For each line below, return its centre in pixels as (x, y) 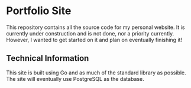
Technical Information (48, 58)
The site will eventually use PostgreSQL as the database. (75, 79)
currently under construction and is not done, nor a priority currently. (90, 33)
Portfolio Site (39, 11)
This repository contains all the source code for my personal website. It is (96, 27)
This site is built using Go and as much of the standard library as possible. (96, 73)
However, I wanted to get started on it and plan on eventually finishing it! (94, 40)
